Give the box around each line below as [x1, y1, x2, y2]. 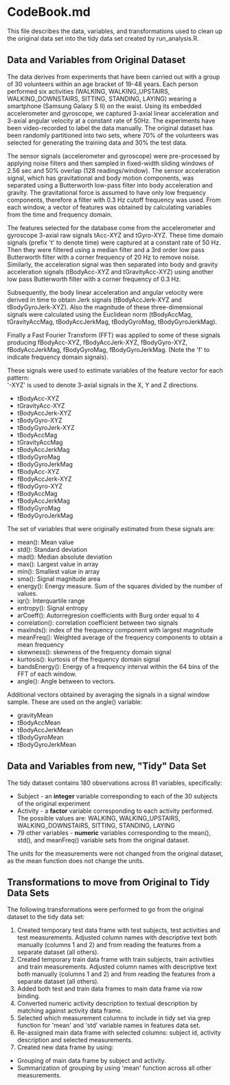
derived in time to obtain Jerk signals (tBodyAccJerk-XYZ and [7, 296, 182, 304]
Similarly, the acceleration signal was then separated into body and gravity [7, 260, 218, 269]
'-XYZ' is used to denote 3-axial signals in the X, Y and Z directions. [7, 380, 199, 389]
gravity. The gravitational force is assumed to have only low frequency [7, 188, 206, 196]
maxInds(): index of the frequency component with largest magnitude [16, 626, 214, 634]
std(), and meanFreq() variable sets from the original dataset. [16, 836, 190, 844]
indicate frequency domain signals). [7, 353, 108, 361]
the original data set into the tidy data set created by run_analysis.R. [7, 34, 199, 42]
